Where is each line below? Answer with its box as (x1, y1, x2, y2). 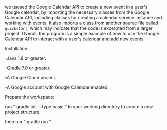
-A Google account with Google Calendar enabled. (5, 84, 109, 90)
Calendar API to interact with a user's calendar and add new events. (5, 36, 145, 42)
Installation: (5, 46, 29, 51)
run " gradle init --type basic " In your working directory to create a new (5, 104, 153, 109)
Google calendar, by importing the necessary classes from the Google (5, 9, 150, 15)
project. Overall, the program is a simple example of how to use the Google (5, 31, 159, 36)
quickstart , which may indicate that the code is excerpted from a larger (5, 25, 153, 31)
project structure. (5, 109, 41, 115)
